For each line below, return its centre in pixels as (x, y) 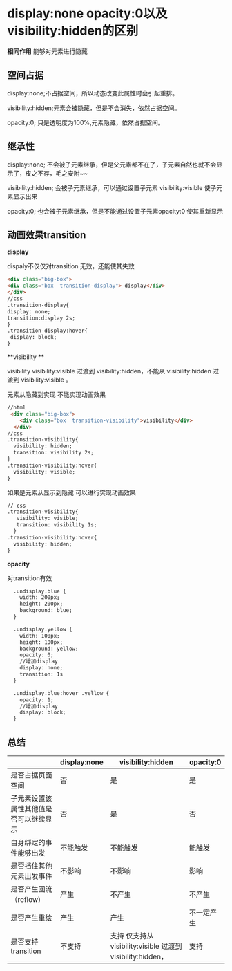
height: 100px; (41, 642)
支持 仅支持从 (132, 936)
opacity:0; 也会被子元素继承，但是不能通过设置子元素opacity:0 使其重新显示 (115, 211)
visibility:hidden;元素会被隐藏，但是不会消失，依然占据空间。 (94, 108)
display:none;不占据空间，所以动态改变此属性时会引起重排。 (93, 93)
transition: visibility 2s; (54, 453)
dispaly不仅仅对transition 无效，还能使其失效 (71, 266)
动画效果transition (47, 235)
